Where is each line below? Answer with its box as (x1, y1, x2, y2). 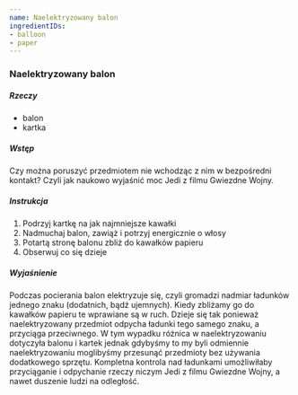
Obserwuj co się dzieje (22, 247, 108, 258)
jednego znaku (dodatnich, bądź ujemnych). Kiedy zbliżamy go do (9, 300, 255, 311)
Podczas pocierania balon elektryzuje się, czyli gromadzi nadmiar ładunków (9, 290, 290, 301)
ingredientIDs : (9, 22, 66, 31)
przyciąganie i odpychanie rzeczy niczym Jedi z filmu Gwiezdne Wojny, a (9, 366, 281, 377)
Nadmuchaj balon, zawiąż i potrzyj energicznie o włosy (22, 228, 227, 239)
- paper (9, 38, 39, 48)
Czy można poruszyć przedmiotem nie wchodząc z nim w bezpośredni (9, 165, 272, 176)
